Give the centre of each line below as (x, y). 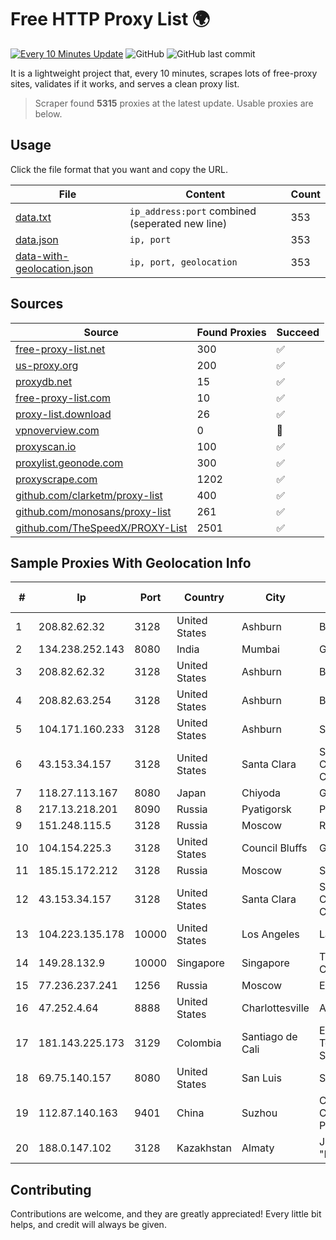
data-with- (42, 256)
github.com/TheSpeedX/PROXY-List (101, 528)
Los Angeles (270, 934)
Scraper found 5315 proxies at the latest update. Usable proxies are (174, 103)
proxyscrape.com (56, 479)
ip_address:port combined (193, 211)
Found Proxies (231, 332)
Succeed (298, 332)
